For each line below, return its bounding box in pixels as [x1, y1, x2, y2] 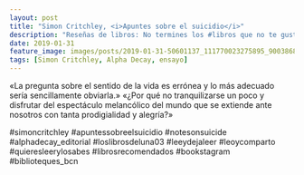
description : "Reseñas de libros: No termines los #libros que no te [9, 30, 278, 39]
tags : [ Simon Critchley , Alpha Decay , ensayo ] [9, 55, 188, 64]
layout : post [9, 13, 59, 23]
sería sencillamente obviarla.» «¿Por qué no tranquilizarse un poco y [9, 90, 265, 101]
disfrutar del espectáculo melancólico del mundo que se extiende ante [9, 100, 272, 110]
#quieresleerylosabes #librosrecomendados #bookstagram [9, 146, 231, 157]
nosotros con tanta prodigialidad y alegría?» [9, 110, 174, 120]
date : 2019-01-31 [9, 38, 75, 48]
